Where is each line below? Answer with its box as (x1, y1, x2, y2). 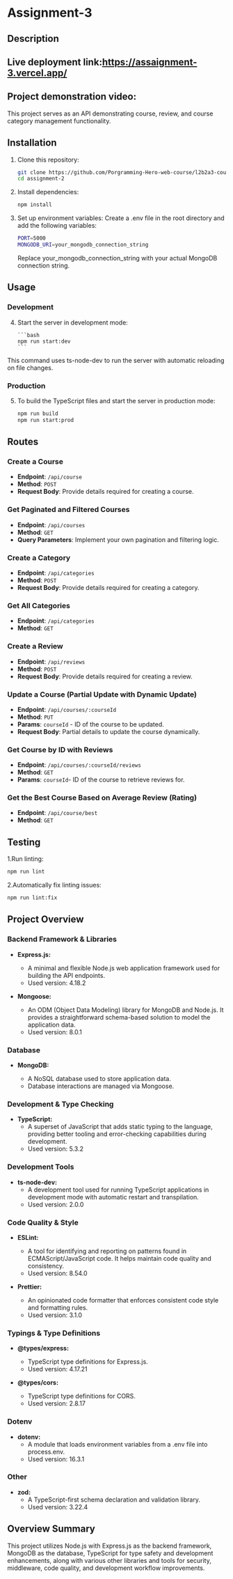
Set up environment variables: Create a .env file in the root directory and (17, 214, 225, 222)
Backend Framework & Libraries (7, 935, 117, 944)
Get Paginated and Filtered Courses (7, 505, 130, 515)
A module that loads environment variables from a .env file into (27, 1440, 208, 1448)
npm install (17, 201, 52, 208)
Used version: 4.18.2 (27, 979, 86, 987)
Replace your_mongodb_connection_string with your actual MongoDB (17, 254, 218, 262)
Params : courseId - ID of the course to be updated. (17, 720, 165, 729)
